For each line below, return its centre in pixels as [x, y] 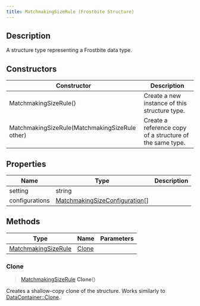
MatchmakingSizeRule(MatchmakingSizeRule [73, 128]
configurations [29, 200]
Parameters [117, 238]
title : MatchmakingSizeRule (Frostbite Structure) [70, 12]
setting [19, 191]
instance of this [165, 103]
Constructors [32, 69]
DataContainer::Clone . [33, 297]
